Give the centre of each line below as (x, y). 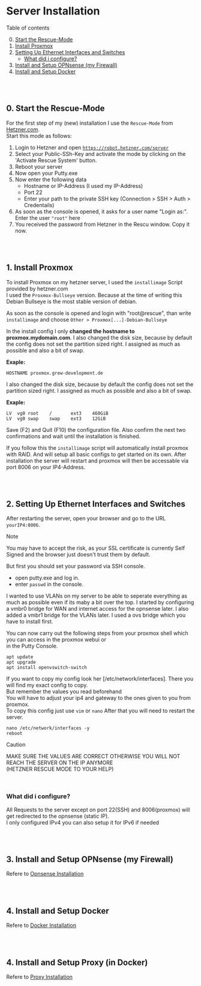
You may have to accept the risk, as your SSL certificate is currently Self (95, 548)
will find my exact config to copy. (47, 685)
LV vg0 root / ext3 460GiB (58, 413)
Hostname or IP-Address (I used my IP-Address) (83, 186)
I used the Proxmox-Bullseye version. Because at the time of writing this (94, 295)
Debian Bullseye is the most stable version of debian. (72, 301)
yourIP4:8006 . (23, 525)
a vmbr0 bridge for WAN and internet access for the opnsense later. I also (97, 609)
